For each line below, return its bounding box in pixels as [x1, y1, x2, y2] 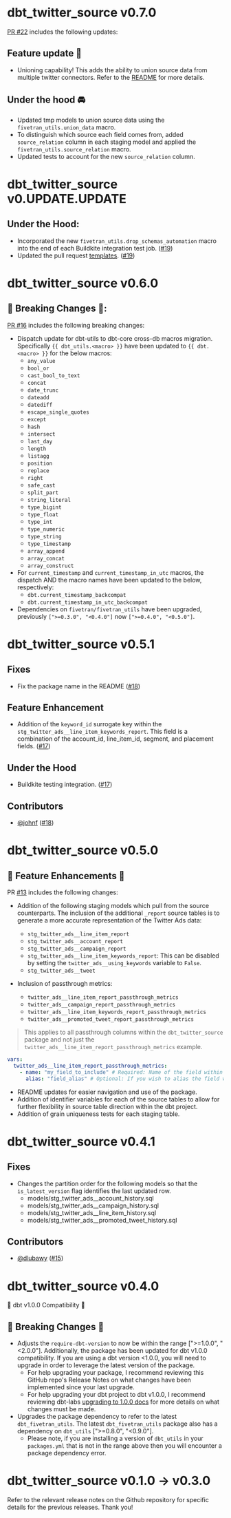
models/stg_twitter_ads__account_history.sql [27, 1194, 154, 1202]
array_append [27, 547, 65, 555]
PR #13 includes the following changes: [7, 888, 118, 896]
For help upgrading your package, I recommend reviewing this [27, 1369, 204, 1377]
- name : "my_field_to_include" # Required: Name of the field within [19, 1068, 223, 1075]
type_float [27, 511, 59, 518]
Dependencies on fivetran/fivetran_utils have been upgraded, [16, 604, 202, 613]
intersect [27, 430, 56, 438]
